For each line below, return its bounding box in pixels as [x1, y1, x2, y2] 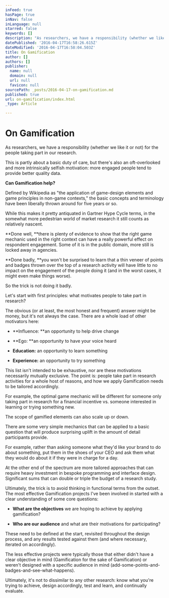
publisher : [5, 64, 28, 69]
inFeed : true [5, 7, 33, 13]
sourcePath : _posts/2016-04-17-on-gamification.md [5, 87, 114, 93]
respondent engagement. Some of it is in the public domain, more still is [5, 242, 154, 248]
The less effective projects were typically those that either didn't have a [5, 551, 154, 558]
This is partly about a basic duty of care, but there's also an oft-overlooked [5, 160, 161, 166]
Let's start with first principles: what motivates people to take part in [5, 293, 147, 299]
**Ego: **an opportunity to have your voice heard [12, 338, 117, 344]
